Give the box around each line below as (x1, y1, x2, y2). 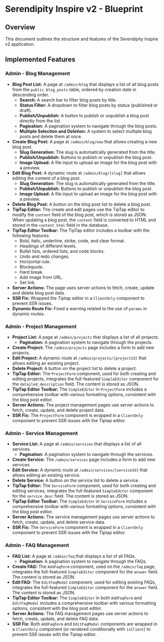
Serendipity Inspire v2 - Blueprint (5, 3, 143, 15)
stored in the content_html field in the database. (12, 222, 109, 228)
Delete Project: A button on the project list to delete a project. (12, 365, 137, 371)
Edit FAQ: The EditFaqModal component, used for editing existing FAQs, (12, 579, 156, 585)
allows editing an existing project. (12, 360, 80, 366)
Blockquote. (19, 264, 44, 269)
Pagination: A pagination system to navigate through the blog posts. (19, 123, 158, 129)
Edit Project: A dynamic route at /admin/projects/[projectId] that (12, 355, 147, 361)
